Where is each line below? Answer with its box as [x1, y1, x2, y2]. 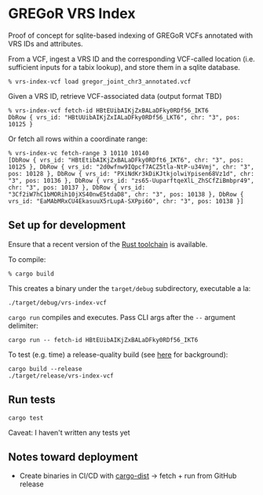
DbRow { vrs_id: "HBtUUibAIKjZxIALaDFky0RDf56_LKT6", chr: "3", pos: [8, 113, 241, 122]
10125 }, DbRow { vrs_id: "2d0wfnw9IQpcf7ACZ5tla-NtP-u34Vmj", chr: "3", [8, 162, 255, 171]
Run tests [8, 393, 56, 406]
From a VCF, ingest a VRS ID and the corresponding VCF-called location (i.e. [8, 54, 255, 64]
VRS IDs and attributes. [8, 38, 84, 48]
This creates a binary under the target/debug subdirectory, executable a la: [8, 283, 251, 293]
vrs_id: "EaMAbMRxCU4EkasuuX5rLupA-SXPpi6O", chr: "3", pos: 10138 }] [8, 197, 244, 205]
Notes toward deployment [8, 450, 139, 464]
